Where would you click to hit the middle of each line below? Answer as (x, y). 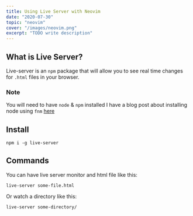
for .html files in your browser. (43, 77)
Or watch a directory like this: (42, 196)
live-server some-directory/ (42, 207)
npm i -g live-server (32, 143)
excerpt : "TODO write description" (49, 33)
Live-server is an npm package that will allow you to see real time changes (94, 71)
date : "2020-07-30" (30, 17)
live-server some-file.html (40, 185)
